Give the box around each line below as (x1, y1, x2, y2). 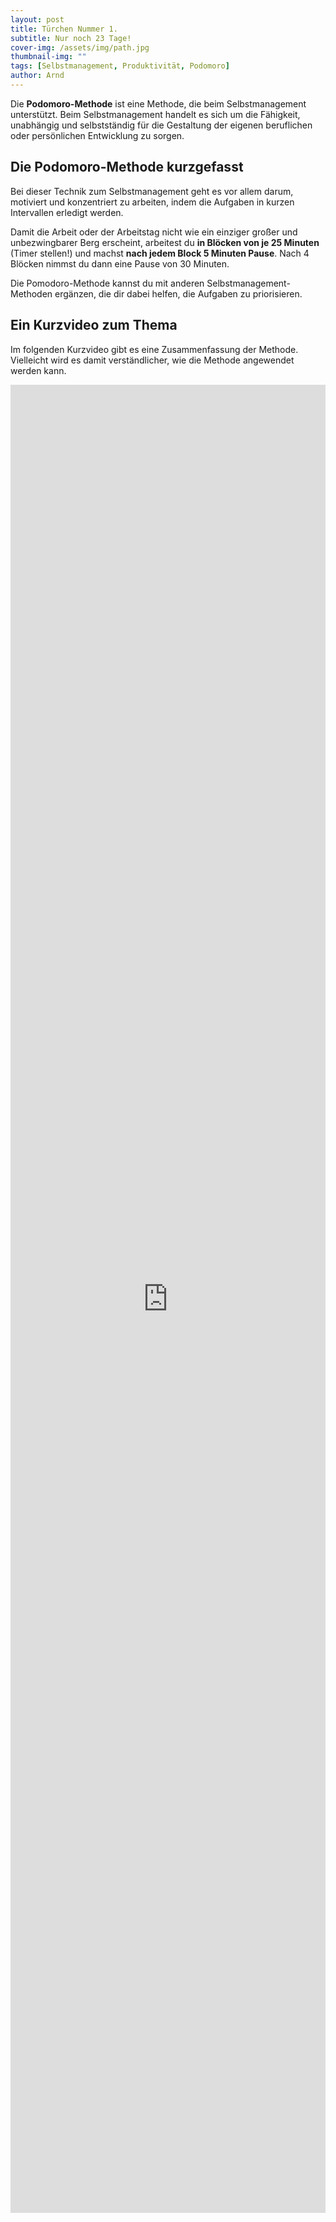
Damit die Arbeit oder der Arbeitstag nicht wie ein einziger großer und (10, 226, 298, 238)
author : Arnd (10, 71, 65, 81)
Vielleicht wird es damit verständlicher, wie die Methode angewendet (10, 354, 295, 366)
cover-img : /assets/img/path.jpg (10, 42, 150, 53)
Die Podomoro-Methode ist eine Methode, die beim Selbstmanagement (10, 97, 307, 110)
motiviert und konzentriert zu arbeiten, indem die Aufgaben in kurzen (10, 196, 295, 208)
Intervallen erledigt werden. (10, 206, 124, 218)
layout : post (10, 14, 65, 25)
